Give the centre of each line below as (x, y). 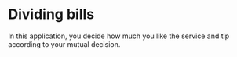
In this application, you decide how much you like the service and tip (119, 36)
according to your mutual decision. (64, 44)
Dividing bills (51, 14)
